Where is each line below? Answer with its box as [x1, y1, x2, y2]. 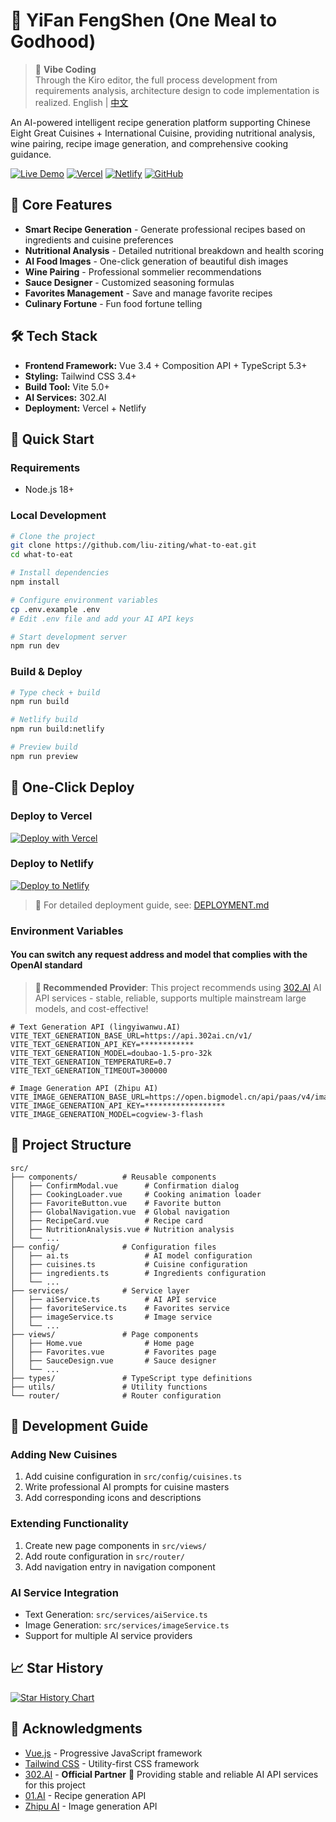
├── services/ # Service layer [10, 1285, 190, 1296]
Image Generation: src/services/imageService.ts [24, 1619, 230, 1631]
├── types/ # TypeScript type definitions [10, 1373, 253, 1383]
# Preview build [10, 742, 78, 753]
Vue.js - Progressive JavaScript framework [24, 1747, 203, 1759]
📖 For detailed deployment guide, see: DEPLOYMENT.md [34, 899, 270, 911]
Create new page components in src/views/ [24, 1539, 207, 1551]
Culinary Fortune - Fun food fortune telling [24, 297, 203, 309]
